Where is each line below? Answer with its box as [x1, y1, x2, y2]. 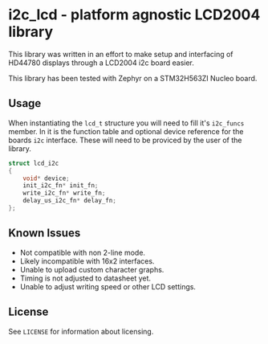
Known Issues [8, 227, 81, 240]
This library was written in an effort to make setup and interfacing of [8, 49, 234, 59]
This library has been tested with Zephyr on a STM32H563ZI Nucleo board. [8, 73, 258, 83]
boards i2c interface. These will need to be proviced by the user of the [8, 135, 242, 145]
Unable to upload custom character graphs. [19, 264, 164, 274]
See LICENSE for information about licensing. [8, 326, 154, 336]
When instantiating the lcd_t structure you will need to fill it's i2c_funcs [8, 118, 245, 128]
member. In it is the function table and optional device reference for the [8, 126, 244, 136]
